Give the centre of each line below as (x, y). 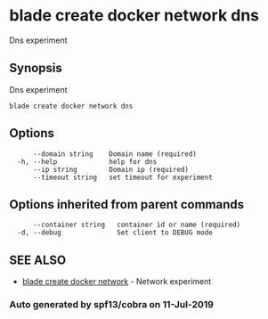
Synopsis (36, 68)
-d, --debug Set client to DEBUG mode (115, 233)
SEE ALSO (38, 260)
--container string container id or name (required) (137, 225)
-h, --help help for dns (87, 161)
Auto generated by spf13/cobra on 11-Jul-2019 (111, 305)
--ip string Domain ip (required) (111, 169)
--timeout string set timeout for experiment (123, 177)
